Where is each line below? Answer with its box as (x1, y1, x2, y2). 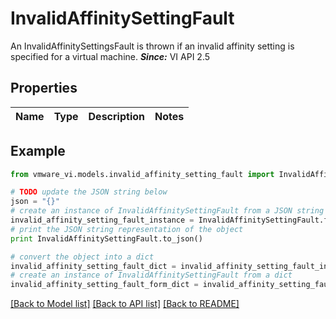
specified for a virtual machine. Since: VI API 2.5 (10, 50, 211, 62)
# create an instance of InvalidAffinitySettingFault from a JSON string (10, 206, 325, 216)
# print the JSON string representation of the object (10, 224, 244, 234)
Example (10, 143, 66, 160)
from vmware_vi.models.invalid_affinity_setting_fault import (10, 169, 275, 179)
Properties (10, 80, 78, 97)
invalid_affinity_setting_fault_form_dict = (10, 280, 199, 290)
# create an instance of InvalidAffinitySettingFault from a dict (10, 270, 293, 281)
